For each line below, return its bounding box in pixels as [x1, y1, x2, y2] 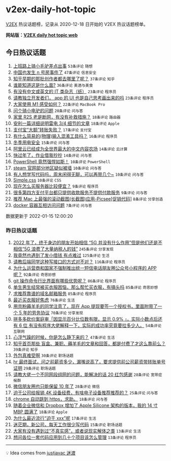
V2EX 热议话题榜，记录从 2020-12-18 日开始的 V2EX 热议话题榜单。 [6, 21, 149, 27]
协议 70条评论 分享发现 [40, 310, 83, 316]
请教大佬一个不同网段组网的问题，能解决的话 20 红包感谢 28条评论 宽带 [13, 371, 159, 378]
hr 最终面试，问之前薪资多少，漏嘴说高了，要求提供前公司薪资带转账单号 [13, 358, 166, 365]
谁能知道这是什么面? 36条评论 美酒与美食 [13, 82, 93, 88]
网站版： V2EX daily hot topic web [6, 32, 78, 38]
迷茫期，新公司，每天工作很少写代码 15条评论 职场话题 [13, 422, 123, 428]
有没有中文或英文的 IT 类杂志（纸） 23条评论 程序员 [13, 88, 117, 94]
